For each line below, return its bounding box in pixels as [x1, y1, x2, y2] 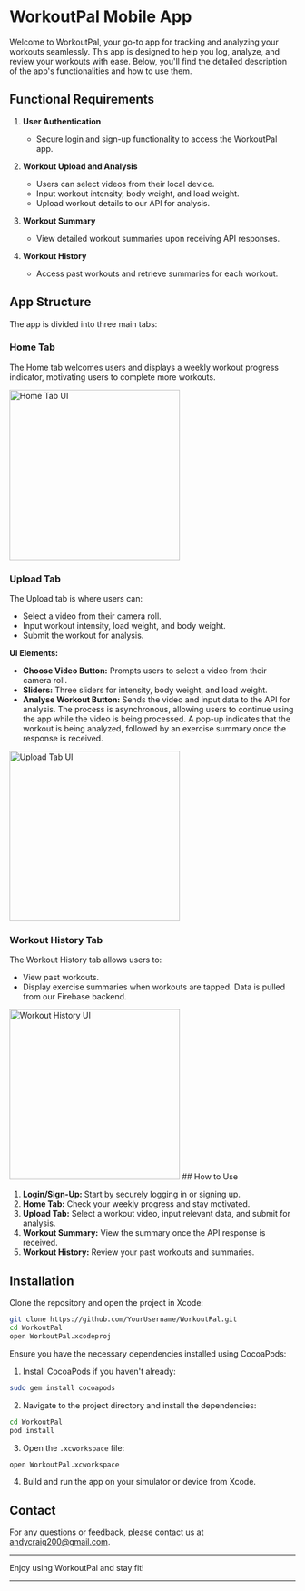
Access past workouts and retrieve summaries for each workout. [35, 268, 279, 279]
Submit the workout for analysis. [22, 630, 144, 641]
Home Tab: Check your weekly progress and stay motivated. [22, 1198, 251, 1209]
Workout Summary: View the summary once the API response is [22, 1228, 266, 1238]
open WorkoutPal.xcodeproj [9, 1332, 112, 1341]
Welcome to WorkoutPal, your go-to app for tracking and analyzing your [9, 36, 279, 47]
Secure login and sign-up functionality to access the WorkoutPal [35, 134, 278, 144]
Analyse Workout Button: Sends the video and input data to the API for [22, 694, 290, 705]
